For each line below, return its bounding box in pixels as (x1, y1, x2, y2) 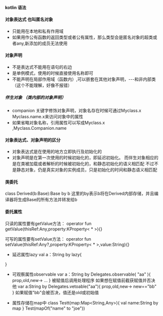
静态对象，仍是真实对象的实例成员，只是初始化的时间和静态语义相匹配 (16, 167, 157, 173)
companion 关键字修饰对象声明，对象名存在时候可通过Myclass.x (12, 107, 142, 113)
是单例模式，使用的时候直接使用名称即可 (12, 70, 93, 76)
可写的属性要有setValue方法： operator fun (5, 236, 91, 242)
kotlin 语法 (5, 4, 27, 10)
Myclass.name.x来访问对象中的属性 (12, 113, 84, 119)
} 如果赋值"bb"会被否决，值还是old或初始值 (12, 289, 99, 295)
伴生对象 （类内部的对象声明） (5, 94, 66, 100)
